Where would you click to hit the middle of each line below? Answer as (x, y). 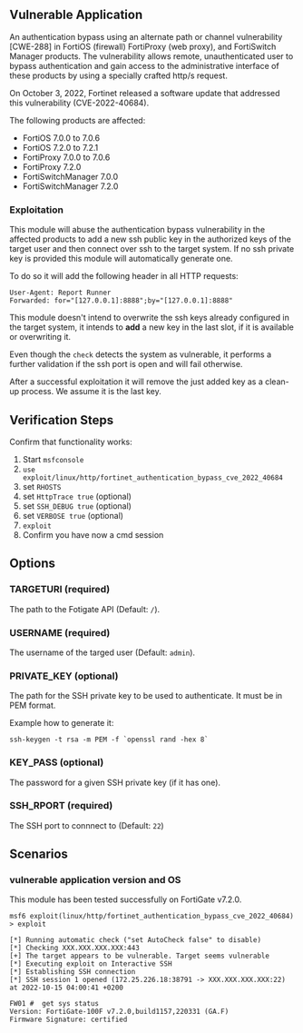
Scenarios (39, 854)
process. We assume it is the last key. (91, 392)
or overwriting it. (40, 337)
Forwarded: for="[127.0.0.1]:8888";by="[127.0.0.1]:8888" (121, 301)
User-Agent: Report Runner (60, 293)
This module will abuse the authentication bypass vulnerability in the (137, 230)
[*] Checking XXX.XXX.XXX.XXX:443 (75, 949)
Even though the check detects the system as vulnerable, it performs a (141, 354)
